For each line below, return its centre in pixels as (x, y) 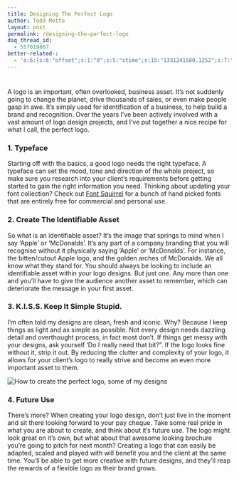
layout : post (27, 27)
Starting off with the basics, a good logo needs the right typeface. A (107, 164)
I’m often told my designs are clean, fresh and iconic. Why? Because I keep (117, 322)
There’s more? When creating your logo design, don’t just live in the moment (119, 415)
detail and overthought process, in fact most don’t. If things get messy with (117, 337)
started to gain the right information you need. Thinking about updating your (119, 186)
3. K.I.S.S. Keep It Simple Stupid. (65, 307)
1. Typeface (28, 148)
